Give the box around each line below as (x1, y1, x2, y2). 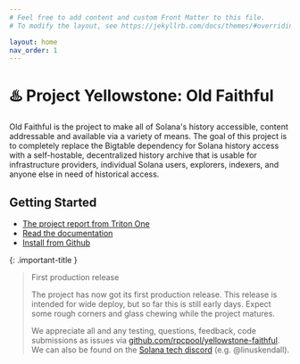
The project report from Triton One (21, 219, 150, 228)
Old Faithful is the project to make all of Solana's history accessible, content (9, 121, 288, 132)
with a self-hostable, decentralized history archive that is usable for (9, 150, 257, 161)
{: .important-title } (9, 255, 78, 265)
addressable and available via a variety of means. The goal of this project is (9, 131, 287, 142)
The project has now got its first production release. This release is (30, 289, 278, 300)
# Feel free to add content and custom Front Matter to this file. (9, 12, 266, 22)
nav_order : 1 (9, 45, 58, 54)
